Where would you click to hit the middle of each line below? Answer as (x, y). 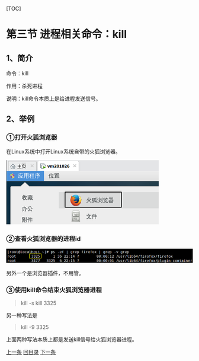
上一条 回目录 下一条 (31, 352)
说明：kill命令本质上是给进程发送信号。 (54, 98)
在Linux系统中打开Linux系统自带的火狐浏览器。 (63, 151)
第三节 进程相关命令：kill (67, 34)
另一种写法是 (22, 315)
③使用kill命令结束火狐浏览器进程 (54, 290)
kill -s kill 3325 (38, 303)
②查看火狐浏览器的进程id (44, 238)
